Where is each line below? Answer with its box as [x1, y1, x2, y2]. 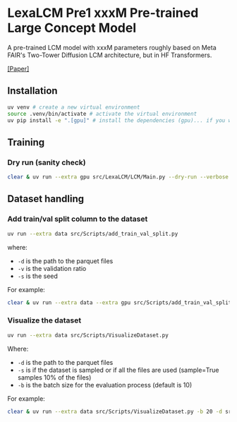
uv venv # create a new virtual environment [7, 104, 140, 111]
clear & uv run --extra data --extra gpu [7, 299, 131, 306]
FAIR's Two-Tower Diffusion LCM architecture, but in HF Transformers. [7, 51, 212, 59]
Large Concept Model [7, 20, 136, 36]
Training [7, 136, 45, 148]
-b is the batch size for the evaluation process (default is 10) [17, 380, 193, 389]
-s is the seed [17, 272, 59, 280]
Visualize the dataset [7, 315, 82, 325]
